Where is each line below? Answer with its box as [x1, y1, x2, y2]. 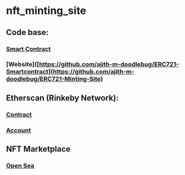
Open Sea [6, 162, 35, 170]
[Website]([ [6, 60, 40, 68]
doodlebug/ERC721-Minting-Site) [6, 75, 104, 83]
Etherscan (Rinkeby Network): [6, 93, 119, 103]
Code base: [6, 27, 49, 37]
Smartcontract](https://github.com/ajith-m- [6, 68, 135, 76]
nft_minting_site [6, 4, 87, 17]
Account [6, 126, 31, 134]
